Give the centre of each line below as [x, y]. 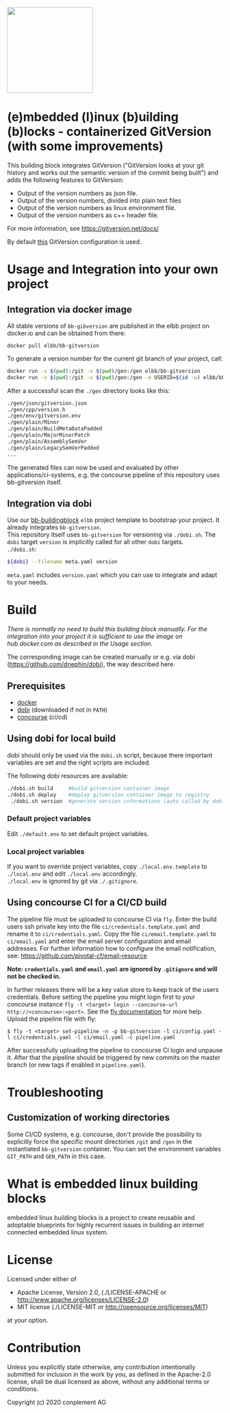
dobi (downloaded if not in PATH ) [62, 710]
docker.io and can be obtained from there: [67, 333]
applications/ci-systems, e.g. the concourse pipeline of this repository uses [114, 475]
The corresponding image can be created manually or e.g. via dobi [101, 657]
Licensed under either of [42, 1279]
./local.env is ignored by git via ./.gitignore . [73, 881]
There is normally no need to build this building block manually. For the [107, 629]
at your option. [28, 1320]
